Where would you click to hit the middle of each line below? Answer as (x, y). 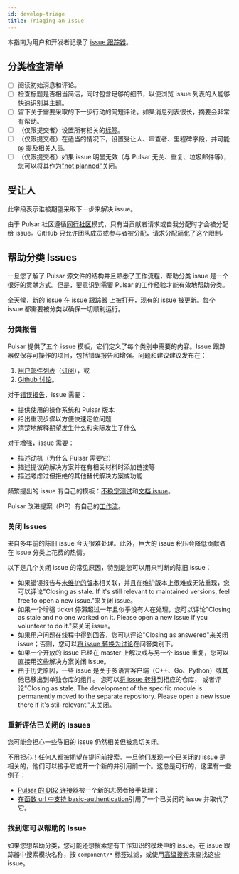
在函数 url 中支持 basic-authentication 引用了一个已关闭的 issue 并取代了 (123, 799)
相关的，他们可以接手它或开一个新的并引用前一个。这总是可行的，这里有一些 (119, 766)
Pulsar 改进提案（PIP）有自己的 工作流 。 (66, 506)
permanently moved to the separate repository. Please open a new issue (124, 696)
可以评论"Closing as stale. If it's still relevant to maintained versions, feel (123, 591)
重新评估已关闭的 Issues (49, 725)
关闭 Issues (27, 526)
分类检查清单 (36, 66)
